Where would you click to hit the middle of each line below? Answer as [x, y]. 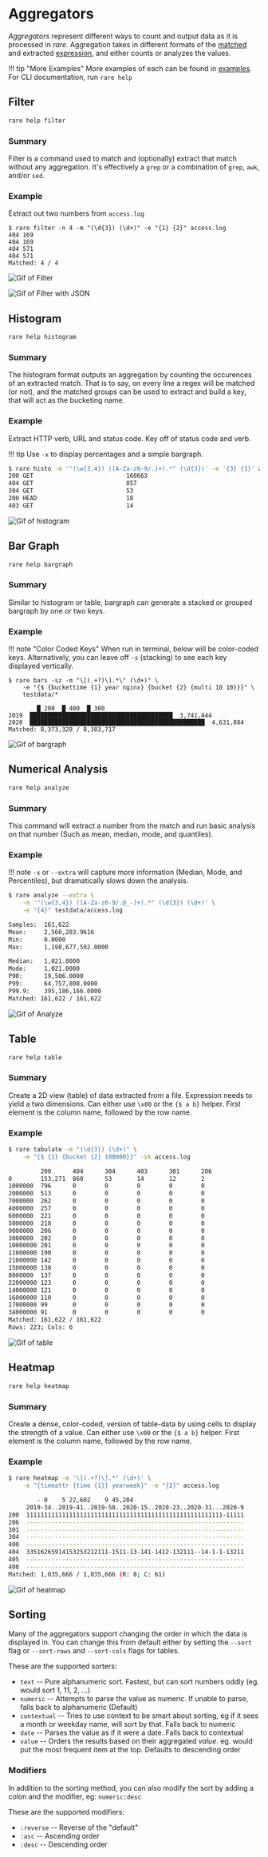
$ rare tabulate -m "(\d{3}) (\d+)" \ [73, 1149]
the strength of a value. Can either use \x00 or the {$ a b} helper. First [124, 1432]
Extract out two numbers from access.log [77, 213]
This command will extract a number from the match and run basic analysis [132, 826]
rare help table [35, 1057]
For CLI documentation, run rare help [71, 77]
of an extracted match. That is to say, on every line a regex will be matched [132, 384]
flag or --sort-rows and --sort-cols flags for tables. [94, 1651]
